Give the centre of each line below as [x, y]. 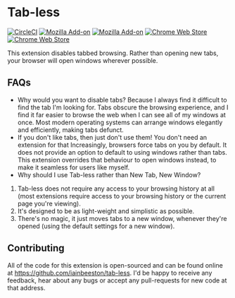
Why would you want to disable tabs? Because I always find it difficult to [122, 100]
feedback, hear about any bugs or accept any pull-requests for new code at [117, 280]
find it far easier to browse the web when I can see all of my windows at [122, 114]
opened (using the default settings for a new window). [96, 226]
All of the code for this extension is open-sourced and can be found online [115, 265]
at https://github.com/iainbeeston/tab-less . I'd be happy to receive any [110, 273]
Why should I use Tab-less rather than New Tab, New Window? [109, 174]
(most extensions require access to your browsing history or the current [122, 196]
